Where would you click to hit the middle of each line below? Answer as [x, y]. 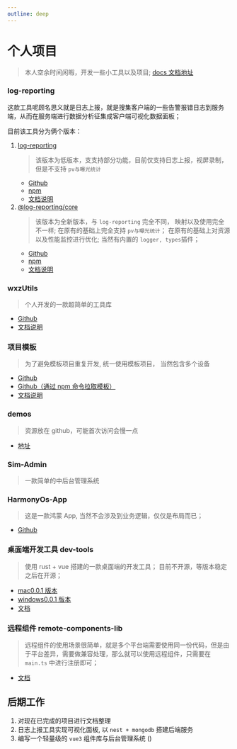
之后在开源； [43, 575]
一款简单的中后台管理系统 [62, 481]
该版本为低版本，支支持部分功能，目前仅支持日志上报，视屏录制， [131, 159]
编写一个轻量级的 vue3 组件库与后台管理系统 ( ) [85, 738]
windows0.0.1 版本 [44, 599]
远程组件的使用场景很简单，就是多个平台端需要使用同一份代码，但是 [124, 645]
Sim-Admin [27, 464]
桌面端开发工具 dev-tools [51, 550]
